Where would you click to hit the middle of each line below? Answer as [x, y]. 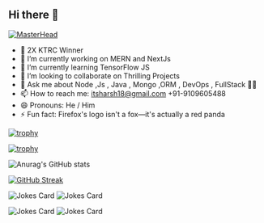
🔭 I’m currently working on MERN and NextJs [96, 58]
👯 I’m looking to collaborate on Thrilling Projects [100, 76]
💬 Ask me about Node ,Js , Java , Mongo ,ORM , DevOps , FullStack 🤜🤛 [138, 84]
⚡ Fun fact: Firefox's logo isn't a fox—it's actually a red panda [122, 114]
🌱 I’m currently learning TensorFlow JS [85, 67]
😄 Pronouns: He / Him [57, 105]
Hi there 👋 [34, 15]
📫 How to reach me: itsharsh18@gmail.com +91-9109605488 [123, 93]
